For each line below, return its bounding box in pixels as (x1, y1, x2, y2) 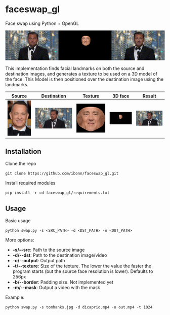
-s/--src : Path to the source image (12, 247, 85, 253)
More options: (5, 237, 34, 243)
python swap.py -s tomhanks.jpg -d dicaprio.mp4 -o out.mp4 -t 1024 (5, 305, 153, 310)
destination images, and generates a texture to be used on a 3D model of (5, 71, 158, 77)
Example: (5, 294, 25, 300)
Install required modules (5, 180, 56, 186)
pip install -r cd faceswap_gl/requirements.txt (5, 190, 110, 196)
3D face (112, 93, 130, 99)
